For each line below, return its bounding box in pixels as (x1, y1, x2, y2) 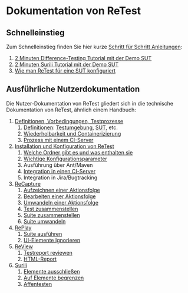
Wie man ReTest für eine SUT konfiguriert (14, 67, 116, 74)
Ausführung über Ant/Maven (23, 161, 93, 169)
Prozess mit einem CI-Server (23, 136, 94, 143)
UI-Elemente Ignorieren (23, 236, 81, 243)
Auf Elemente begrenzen (23, 274, 84, 281)
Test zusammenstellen (23, 205, 78, 212)
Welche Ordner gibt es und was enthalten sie (23, 149, 133, 156)
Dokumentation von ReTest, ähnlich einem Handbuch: (6, 106, 137, 113)
